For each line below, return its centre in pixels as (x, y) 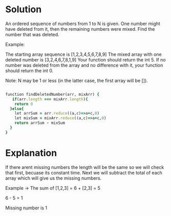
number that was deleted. (33, 34)
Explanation (31, 153)
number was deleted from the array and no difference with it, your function (84, 65)
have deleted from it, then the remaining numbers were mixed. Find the (80, 29)
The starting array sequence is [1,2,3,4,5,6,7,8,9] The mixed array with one (84, 54)
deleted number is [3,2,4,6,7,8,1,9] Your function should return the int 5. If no (85, 59)
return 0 (24, 104)
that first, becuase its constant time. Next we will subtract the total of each (84, 172)
